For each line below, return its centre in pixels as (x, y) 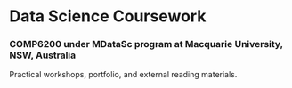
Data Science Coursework (108, 16)
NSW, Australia (43, 55)
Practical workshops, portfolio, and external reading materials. (123, 75)
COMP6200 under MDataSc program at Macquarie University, (146, 44)
